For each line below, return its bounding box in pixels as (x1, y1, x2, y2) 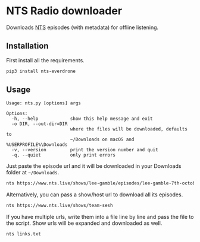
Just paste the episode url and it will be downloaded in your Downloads (6, 163, 182, 170)
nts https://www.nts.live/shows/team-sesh (6, 203, 113, 209)
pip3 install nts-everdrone (6, 68, 76, 74)
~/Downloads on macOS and (70, 136, 135, 143)
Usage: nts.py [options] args (6, 100, 82, 106)
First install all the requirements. (6, 56, 85, 63)
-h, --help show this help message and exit (11, 116, 153, 122)
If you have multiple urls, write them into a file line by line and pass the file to (6, 214, 194, 221)
